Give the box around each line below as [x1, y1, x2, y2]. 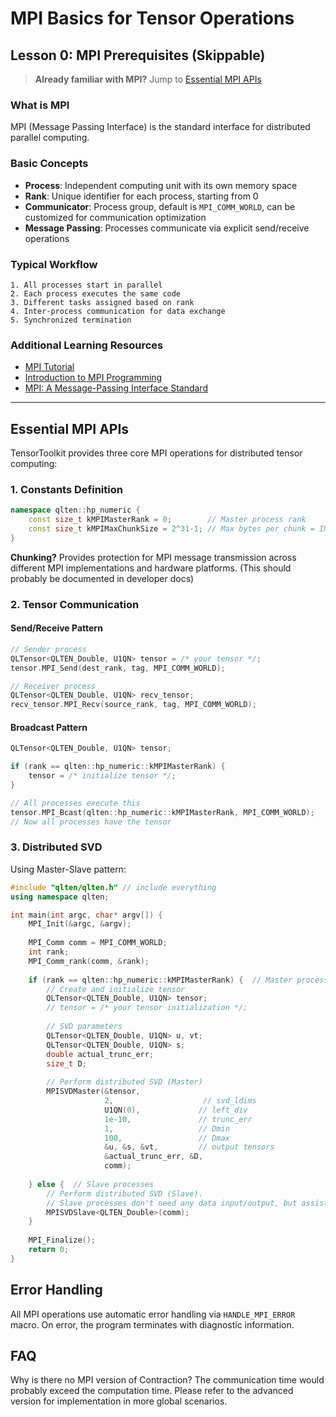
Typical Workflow [10, 257, 98, 271]
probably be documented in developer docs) [10, 572, 195, 584]
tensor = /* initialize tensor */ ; [28, 771, 177, 781]
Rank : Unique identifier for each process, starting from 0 [24, 190, 259, 202]
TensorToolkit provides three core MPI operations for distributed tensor [10, 447, 303, 459]
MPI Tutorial [24, 361, 75, 373]
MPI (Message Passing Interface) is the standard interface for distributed [10, 121, 311, 133]
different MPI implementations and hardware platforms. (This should [10, 562, 292, 574]
